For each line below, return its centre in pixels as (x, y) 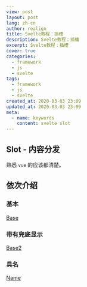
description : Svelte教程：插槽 (43, 40)
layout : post (22, 17)
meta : (13, 112)
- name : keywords (33, 118)
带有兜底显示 (25, 234)
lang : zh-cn (21, 23)
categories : (21, 56)
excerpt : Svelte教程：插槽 (37, 46)
